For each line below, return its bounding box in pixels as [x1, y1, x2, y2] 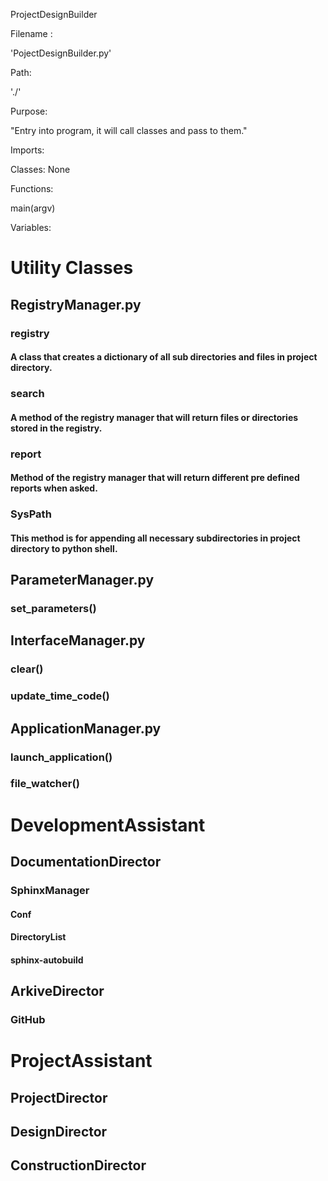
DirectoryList [10, 931, 67, 943]
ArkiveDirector [10, 983, 105, 1000]
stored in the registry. [10, 422, 103, 434]
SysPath [10, 507, 52, 521]
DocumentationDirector [10, 854, 162, 870]
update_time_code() [10, 689, 110, 703]
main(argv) [10, 202, 56, 214]
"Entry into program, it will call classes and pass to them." [10, 125, 248, 136]
